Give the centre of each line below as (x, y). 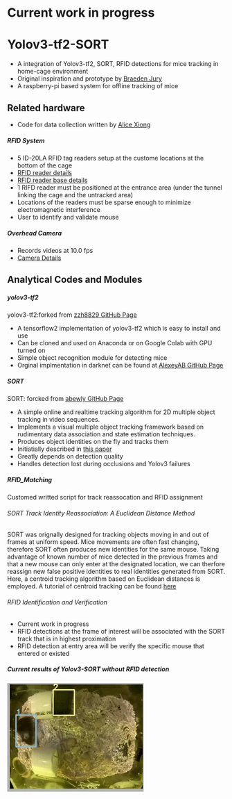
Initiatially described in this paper (64, 449)
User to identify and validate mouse (68, 217)
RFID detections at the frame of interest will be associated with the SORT (121, 631)
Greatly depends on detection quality (70, 456)
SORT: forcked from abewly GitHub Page (65, 399)
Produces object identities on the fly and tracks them (93, 442)
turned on (31, 351)
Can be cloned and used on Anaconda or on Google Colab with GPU (115, 343)
